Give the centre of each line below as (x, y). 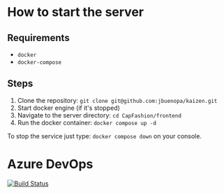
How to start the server (76, 12)
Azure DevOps (50, 164)
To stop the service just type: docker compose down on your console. (105, 136)
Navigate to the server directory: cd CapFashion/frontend (99, 115)
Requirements (38, 38)
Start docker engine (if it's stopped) (69, 108)
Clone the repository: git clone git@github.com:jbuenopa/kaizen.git (117, 100)
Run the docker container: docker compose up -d (87, 122)
